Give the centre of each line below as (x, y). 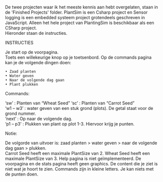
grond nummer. (21, 113)
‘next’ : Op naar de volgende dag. (39, 119)
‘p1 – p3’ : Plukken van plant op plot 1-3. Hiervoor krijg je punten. (70, 124)
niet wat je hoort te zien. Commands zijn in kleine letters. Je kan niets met (80, 169)
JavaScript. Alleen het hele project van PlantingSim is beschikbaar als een (80, 23)
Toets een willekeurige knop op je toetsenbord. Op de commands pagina (78, 57)
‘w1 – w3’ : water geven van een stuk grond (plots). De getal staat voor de (79, 108)
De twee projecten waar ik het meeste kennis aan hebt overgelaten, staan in (81, 7)
